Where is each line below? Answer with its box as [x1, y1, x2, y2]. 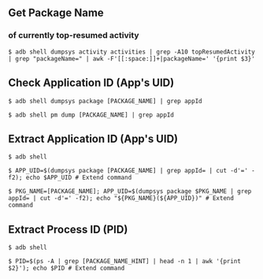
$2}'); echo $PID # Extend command [8, 264, 125, 273]
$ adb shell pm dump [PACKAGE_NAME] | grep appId [8, 110, 175, 119]
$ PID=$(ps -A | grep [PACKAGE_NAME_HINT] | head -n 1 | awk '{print [8, 258, 242, 266]
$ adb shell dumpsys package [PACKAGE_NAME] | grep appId [8, 97, 202, 105]
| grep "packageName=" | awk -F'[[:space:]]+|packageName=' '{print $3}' [8, 54, 256, 62]
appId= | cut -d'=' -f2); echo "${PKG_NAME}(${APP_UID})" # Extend [8, 195, 235, 203]
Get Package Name [8, 6, 104, 20]
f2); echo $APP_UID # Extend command [8, 173, 132, 182]
